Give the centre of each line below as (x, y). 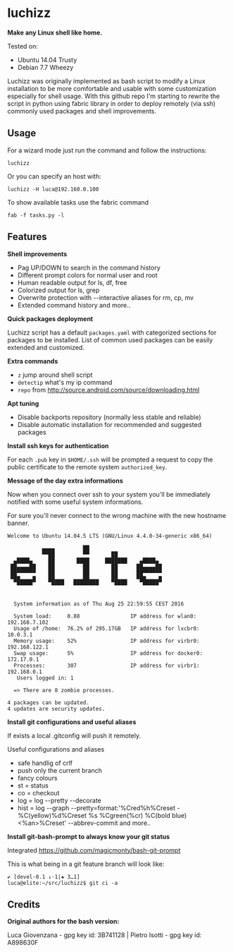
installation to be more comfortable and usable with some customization (112, 88)
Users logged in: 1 (45, 678)
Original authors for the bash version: (63, 922)
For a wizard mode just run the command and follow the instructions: (107, 150)
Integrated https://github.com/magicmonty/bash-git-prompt (94, 850)
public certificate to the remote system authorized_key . (87, 466)
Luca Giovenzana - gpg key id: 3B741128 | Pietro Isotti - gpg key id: (105, 935)
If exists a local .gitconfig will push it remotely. (74, 735)
